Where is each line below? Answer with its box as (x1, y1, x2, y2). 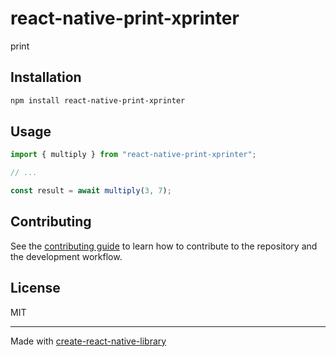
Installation (10, 69, 82, 86)
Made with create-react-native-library (10, 335, 167, 347)
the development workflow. (10, 250, 123, 262)
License (10, 280, 61, 297)
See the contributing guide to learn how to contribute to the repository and (10, 240, 318, 252)
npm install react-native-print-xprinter (10, 95, 186, 106)
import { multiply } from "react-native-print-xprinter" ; (10, 150, 257, 160)
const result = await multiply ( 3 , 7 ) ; (10, 186, 172, 196)
